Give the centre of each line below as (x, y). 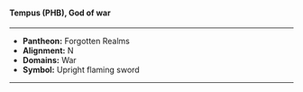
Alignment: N (48, 51)
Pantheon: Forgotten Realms (76, 41)
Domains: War (49, 60)
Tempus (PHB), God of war (60, 13)
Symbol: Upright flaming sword (81, 70)
